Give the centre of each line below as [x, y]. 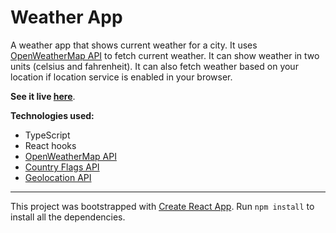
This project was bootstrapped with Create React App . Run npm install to [162, 206]
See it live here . [43, 96]
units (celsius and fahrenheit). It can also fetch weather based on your [154, 66]
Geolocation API [58, 177]
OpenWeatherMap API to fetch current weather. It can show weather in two [165, 55]
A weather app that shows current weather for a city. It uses [134, 45]
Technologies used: [52, 115]
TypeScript [47, 135]
